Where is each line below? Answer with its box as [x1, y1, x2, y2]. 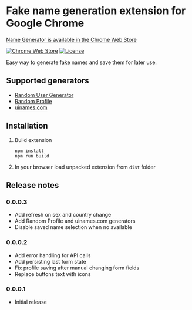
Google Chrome [6, 16, 85, 30]
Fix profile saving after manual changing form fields [14, 264, 140, 271]
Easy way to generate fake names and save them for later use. [6, 59, 157, 66]
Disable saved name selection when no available [14, 224, 132, 231]
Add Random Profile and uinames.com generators [14, 217, 136, 224]
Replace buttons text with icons [14, 270, 91, 277]
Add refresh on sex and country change [14, 211, 112, 218]
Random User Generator [14, 91, 74, 98]
